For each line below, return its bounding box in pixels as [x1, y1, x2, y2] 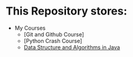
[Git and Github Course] [23, 30, 84, 38]
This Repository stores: [6, 4, 127, 18]
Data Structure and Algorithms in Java [23, 44, 120, 51]
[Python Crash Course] [23, 37, 82, 44]
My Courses [14, 24, 46, 32]
